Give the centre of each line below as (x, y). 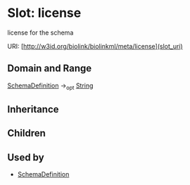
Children (26, 133)
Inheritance (33, 109)
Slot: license (44, 13)
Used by (26, 157)
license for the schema (40, 32)
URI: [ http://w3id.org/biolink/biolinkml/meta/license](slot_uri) (95, 46)
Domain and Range (50, 68)
